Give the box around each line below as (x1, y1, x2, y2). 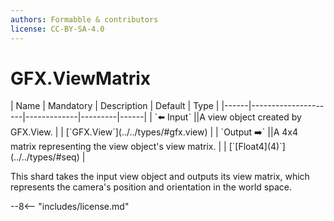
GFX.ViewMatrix (10, 67, 152, 90)
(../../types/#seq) (10, 151, 80, 163)
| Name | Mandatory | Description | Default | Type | (10, 100, 220, 112)
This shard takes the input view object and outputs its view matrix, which (10, 171, 310, 183)
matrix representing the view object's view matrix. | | (10, 141, 227, 153)
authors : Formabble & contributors (10, 14, 159, 25)
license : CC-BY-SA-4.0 (10, 24, 105, 34)
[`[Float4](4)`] (228, 141, 286, 153)
